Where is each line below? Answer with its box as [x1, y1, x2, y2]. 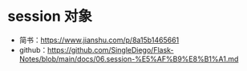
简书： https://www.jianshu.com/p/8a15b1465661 [18, 35, 180, 45]
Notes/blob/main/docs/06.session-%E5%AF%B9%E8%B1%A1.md [18, 53, 239, 64]
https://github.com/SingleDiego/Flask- [47, 45, 174, 54]
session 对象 [7, 7, 93, 26]
